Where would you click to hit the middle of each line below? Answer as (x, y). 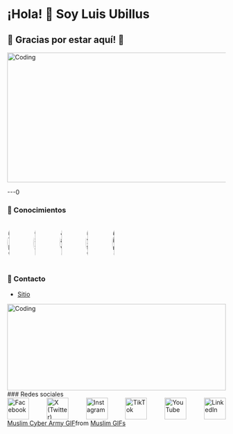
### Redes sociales (35, 394)
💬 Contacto (26, 279)
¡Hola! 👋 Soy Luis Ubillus (79, 14)
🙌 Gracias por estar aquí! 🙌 (66, 40)
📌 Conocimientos (37, 210)
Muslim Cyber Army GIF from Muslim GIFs (67, 423)
